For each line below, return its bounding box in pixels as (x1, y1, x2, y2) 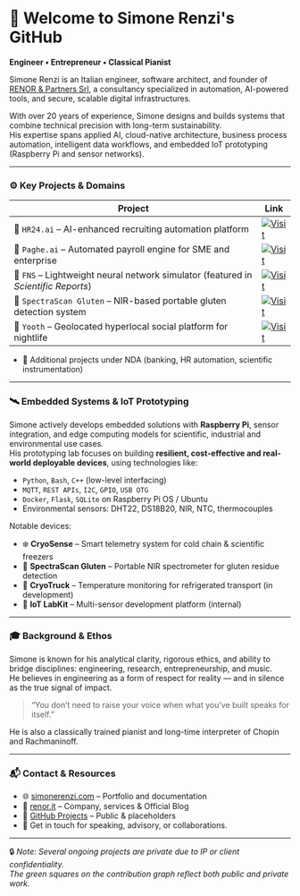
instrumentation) (21, 364, 83, 375)
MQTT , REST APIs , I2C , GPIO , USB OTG (21, 483, 149, 495)
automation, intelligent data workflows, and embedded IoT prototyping (9, 139, 268, 149)
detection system (13, 306, 87, 319)
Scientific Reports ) (13, 280, 92, 293)
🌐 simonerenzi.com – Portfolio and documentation (21, 791, 207, 802)
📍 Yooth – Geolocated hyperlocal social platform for (13, 320, 229, 333)
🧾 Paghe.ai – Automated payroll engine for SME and (13, 243, 230, 256)
